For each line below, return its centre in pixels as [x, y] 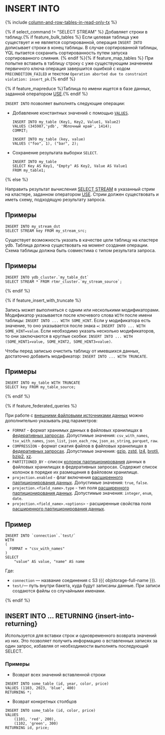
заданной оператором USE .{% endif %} [47, 94]
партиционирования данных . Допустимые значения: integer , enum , [82, 493]
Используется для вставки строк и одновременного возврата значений [81, 635]
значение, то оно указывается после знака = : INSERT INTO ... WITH [75, 326]
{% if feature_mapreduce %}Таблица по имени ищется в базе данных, [78, 88]
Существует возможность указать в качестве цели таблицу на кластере [82, 240]
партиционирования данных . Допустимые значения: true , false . [80, 483]
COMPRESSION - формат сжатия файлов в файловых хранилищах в [80, 446]
